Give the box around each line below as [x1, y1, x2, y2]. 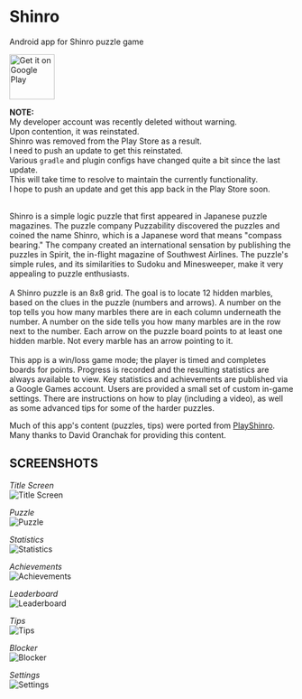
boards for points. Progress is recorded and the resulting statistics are [9, 364, 270, 375]
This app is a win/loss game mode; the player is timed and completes [9, 354, 267, 365]
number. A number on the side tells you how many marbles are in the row [9, 316, 281, 327]
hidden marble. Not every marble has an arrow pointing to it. [9, 335, 233, 346]
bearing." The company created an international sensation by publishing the [9, 239, 291, 250]
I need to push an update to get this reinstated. [9, 144, 183, 155]
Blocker [9, 642, 38, 653]
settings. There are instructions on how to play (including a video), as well [9, 393, 284, 404]
